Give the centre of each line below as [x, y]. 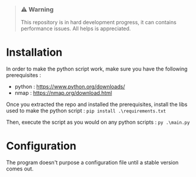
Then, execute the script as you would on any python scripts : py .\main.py [98, 122]
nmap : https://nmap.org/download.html [63, 93]
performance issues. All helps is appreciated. [76, 28]
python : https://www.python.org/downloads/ [70, 87]
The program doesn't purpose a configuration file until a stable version [92, 163]
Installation [34, 52]
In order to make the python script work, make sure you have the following [97, 69]
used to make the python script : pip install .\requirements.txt [86, 111]
